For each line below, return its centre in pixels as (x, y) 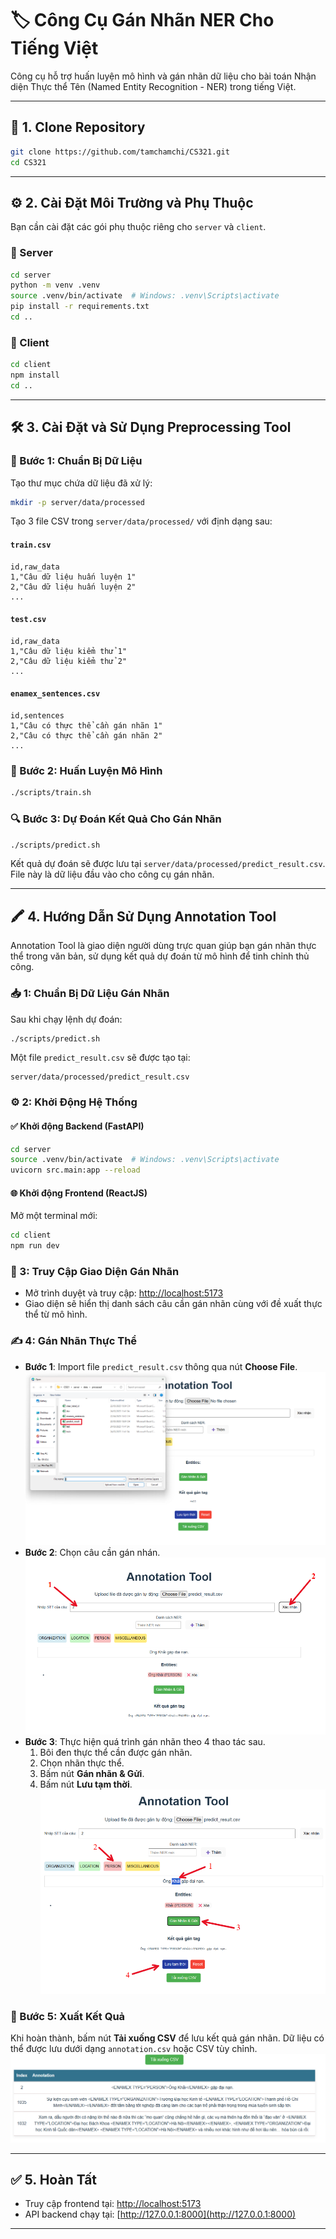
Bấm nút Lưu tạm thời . (86, 1784)
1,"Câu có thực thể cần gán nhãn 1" (86, 726)
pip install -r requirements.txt (80, 307)
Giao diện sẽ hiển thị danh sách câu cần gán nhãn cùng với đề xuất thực (173, 1304)
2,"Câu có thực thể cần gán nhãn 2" (86, 736)
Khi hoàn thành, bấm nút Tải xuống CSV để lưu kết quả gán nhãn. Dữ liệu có (167, 2038)
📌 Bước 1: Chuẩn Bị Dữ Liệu (76, 461)
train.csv (31, 545)
